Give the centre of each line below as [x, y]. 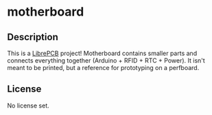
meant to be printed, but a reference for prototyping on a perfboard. [103, 68]
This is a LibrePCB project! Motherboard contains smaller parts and [102, 53]
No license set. [28, 105]
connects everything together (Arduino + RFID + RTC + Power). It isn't [106, 61]
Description [33, 37]
